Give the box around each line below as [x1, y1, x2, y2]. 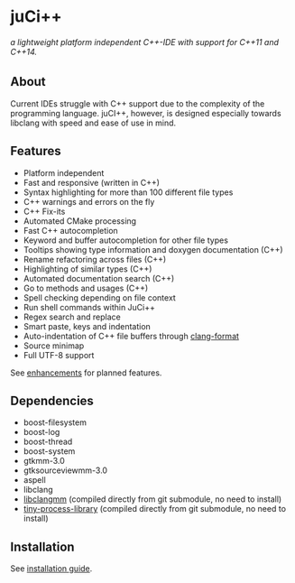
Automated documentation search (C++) [23, 273, 175, 283]
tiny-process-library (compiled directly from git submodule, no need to [23, 504, 287, 514]
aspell [23, 475, 46, 486]
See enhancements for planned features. [10, 367, 162, 378]
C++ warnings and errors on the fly [23, 196, 155, 207]
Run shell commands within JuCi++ [23, 301, 156, 312]
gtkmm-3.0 [23, 456, 66, 467]
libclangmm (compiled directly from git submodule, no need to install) [23, 494, 282, 504]
